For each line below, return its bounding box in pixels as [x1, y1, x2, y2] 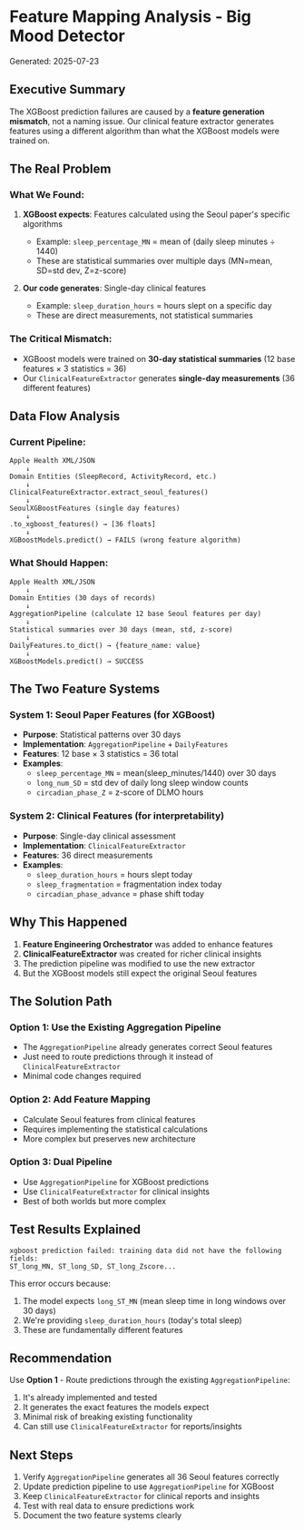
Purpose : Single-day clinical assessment [22, 830, 176, 841]
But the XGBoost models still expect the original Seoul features [22, 967, 258, 978]
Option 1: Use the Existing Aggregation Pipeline [9, 1021, 222, 1034]
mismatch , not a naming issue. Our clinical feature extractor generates [9, 115, 275, 126]
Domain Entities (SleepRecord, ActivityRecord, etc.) [9, 472, 218, 482]
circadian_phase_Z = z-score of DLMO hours [35, 787, 204, 798]
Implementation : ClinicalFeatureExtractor [22, 839, 186, 850]
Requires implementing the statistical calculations [22, 1123, 209, 1134]
